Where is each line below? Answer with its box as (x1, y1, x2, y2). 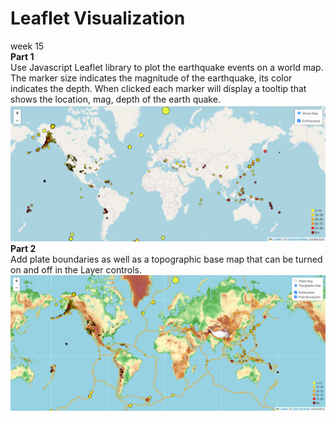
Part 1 (10, 50, 35, 62)
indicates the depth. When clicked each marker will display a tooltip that (10, 82, 307, 94)
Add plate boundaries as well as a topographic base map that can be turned (10, 253, 323, 266)
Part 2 (10, 243, 37, 255)
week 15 (10, 40, 45, 52)
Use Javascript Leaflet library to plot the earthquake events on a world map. (10, 61, 324, 73)
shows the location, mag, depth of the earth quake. (10, 93, 221, 105)
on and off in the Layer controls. (10, 264, 142, 276)
